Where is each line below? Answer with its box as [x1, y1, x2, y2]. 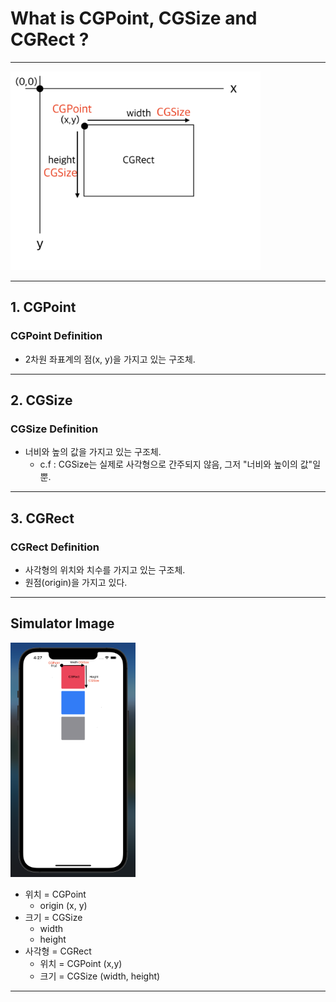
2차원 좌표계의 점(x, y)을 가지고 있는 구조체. [24, 353, 196, 365]
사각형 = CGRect [24, 945, 92, 957]
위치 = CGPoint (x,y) [39, 958, 123, 970]
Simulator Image [10, 615, 115, 632]
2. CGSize [10, 392, 73, 409]
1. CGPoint [10, 299, 77, 316]
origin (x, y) [39, 900, 88, 912]
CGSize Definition [10, 422, 99, 436]
